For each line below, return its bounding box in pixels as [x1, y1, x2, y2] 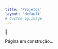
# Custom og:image [5, 16, 42, 21]
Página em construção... [5, 38, 54, 44]
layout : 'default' [5, 12, 42, 16]
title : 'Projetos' [5, 7, 42, 12]
